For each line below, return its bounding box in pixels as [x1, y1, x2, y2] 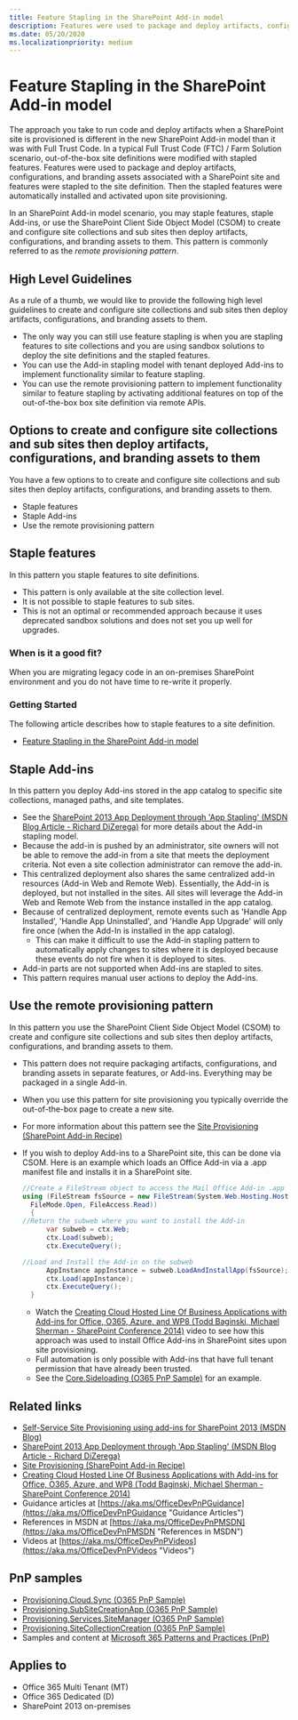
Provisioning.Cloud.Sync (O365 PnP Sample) [21, 1594, 186, 1605]
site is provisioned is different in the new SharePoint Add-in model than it [9, 134, 276, 145]
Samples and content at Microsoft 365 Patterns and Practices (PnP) [21, 1632, 271, 1643]
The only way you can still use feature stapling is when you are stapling [21, 331, 284, 342]
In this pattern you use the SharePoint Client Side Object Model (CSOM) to [9, 1022, 281, 1033]
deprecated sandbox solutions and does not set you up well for [21, 615, 254, 625]
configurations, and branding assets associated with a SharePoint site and [9, 172, 280, 182]
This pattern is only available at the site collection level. [21, 586, 224, 597]
